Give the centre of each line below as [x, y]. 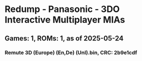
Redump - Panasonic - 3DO [62, 9]
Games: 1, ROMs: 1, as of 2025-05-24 [64, 38]
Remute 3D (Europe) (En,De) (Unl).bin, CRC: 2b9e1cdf [71, 52]
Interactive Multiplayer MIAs [65, 20]
